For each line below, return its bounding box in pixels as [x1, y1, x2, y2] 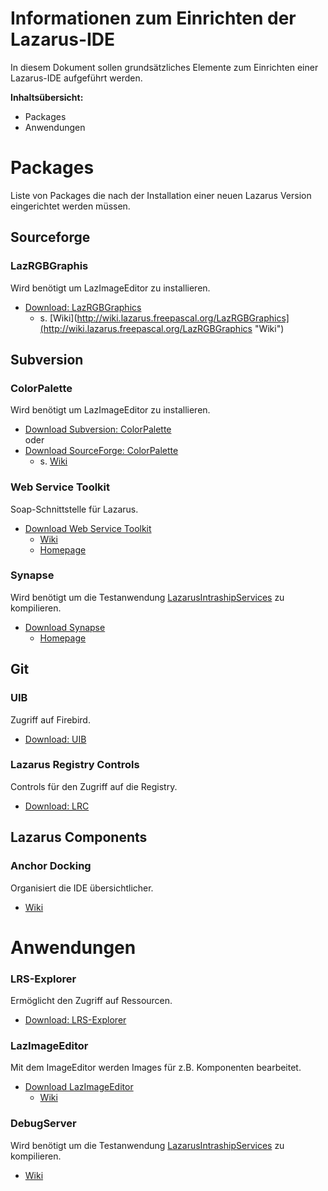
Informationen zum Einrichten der [10, 7, 297, 30]
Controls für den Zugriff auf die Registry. [10, 780, 178, 792]
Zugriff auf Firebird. [10, 713, 91, 726]
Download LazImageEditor [24, 1081, 134, 1093]
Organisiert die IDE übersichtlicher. [10, 882, 154, 894]
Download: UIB [24, 733, 87, 745]
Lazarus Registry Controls [10, 758, 140, 772]
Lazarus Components [10, 829, 148, 846]
